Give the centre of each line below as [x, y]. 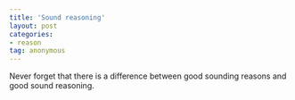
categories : [31, 34]
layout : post [33, 26]
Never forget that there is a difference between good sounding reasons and [148, 76]
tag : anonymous [37, 51]
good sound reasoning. [52, 86]
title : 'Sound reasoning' [57, 17]
